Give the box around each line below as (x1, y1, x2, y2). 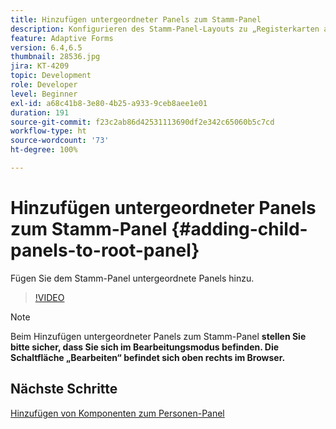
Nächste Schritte (10, 381, 118, 398)
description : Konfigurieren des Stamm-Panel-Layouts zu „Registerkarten (10, 24, 320, 34)
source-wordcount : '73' (10, 136, 110, 146)
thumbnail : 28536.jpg (10, 52, 101, 62)
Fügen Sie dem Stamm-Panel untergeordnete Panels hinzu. (10, 272, 255, 284)
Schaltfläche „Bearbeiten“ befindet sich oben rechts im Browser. (10, 351, 286, 363)
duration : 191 (10, 107, 70, 118)
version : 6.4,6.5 (10, 42, 83, 53)
